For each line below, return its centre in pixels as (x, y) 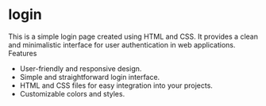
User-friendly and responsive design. (81, 68)
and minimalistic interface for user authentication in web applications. (122, 44)
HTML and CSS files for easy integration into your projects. (116, 85)
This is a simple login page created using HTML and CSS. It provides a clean (133, 36)
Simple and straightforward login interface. (90, 77)
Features (23, 53)
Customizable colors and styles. (72, 93)
